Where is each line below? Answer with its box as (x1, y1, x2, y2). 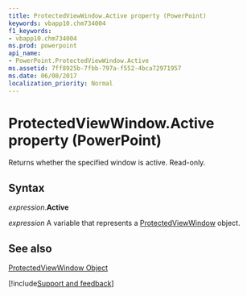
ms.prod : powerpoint (8, 42, 78, 50)
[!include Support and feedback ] (8, 279, 114, 289)
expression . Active (8, 202, 69, 212)
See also (8, 241, 52, 255)
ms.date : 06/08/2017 (8, 72, 78, 80)
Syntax (8, 181, 45, 194)
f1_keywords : (8, 27, 52, 35)
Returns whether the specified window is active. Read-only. (8, 158, 206, 168)
